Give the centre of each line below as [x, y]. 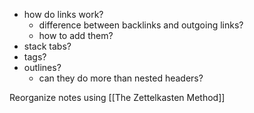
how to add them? [76, 35]
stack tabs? [47, 46]
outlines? [42, 67]
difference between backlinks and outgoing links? [141, 25]
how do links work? [63, 14]
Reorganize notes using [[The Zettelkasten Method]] [117, 97]
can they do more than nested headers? [121, 78]
